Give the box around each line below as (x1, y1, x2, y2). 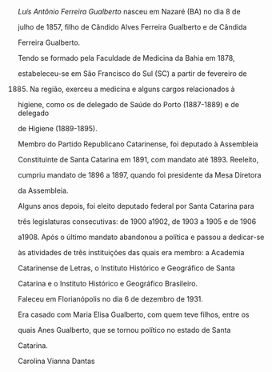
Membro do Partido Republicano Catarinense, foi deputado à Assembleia (18, 139, 259, 149)
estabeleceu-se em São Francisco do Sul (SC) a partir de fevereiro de (18, 69, 247, 78)
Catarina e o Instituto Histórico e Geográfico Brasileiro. (18, 279, 198, 288)
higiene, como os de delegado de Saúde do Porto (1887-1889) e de (18, 100, 240, 109)
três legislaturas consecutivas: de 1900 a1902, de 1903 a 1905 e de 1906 (18, 217, 257, 226)
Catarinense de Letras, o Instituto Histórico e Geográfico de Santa (18, 263, 235, 273)
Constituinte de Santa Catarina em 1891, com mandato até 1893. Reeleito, (18, 155, 259, 164)
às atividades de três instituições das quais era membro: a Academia (18, 248, 245, 257)
